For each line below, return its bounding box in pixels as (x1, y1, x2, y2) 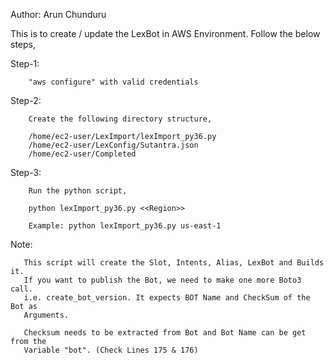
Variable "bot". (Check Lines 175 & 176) (23, 345, 199, 355)
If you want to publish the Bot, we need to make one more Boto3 (23, 275, 302, 285)
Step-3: (10, 167, 42, 178)
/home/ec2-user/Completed (28, 149, 137, 159)
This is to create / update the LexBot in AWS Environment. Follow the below (10, 28, 321, 39)
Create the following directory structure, (28, 114, 213, 124)
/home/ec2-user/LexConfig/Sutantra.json (28, 140, 199, 150)
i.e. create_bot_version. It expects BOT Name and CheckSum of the (23, 293, 311, 303)
